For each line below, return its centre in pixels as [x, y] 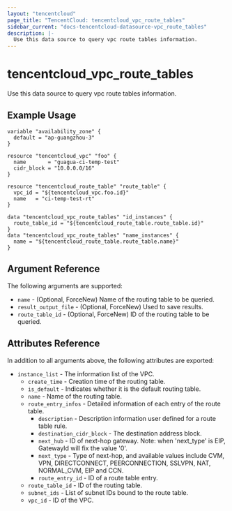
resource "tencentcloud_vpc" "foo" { [62, 156]
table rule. [53, 426]
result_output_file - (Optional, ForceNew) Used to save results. [110, 306]
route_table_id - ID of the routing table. [85, 485]
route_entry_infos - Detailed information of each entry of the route [124, 403]
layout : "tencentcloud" [42, 14]
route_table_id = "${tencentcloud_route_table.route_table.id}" [109, 223]
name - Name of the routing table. [75, 396]
